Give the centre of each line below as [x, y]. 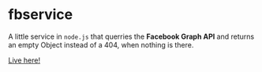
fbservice [41, 15]
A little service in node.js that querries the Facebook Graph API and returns [131, 36]
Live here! [24, 60]
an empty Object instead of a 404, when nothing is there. [101, 44]
